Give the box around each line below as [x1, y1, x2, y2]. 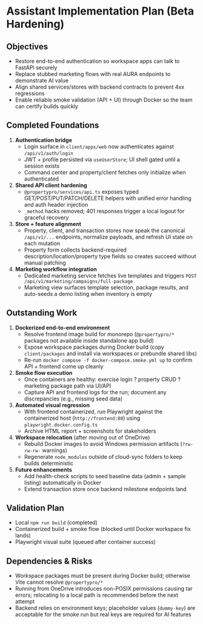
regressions [15, 90, 45, 97]
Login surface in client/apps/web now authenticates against [24, 143, 175, 150]
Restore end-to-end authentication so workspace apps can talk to [15, 58, 180, 64]
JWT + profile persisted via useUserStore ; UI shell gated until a [24, 156, 180, 163]
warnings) [42, 447, 68, 454]
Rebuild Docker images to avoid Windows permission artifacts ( [24, 440, 183, 447]
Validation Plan [6, 503, 65, 513]
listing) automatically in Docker [24, 479, 102, 486]
